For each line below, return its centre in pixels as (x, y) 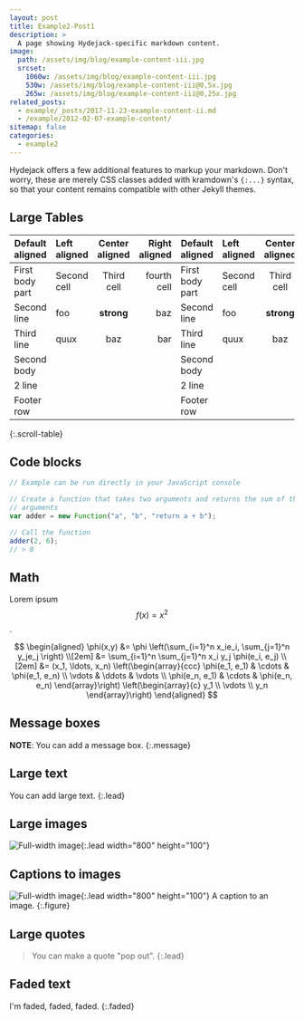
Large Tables (47, 218)
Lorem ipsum (34, 600)
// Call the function (50, 532)
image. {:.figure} (40, 906)
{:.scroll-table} (36, 433)
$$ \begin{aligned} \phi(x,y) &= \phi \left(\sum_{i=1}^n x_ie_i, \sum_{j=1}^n (152, 646)
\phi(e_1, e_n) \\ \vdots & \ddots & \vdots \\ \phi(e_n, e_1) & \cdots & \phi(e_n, (152, 675)
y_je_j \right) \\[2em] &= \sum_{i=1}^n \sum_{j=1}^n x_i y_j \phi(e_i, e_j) (148, 656)
